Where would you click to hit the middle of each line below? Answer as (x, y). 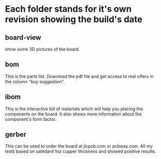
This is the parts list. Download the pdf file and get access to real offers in (79, 76)
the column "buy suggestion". (35, 81)
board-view (23, 37)
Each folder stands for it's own (68, 9)
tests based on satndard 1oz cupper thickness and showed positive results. (80, 151)
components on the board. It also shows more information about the (73, 114)
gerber (16, 135)
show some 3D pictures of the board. (42, 49)
